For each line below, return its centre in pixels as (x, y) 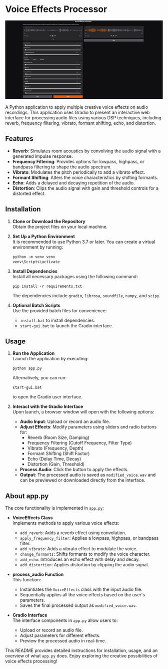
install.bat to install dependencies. (57, 320)
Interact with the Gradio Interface (48, 406)
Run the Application (33, 353)
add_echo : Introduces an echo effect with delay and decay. (80, 559)
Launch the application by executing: (50, 359)
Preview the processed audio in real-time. (63, 641)
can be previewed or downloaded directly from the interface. (82, 480)
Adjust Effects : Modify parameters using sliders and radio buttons (88, 427)
